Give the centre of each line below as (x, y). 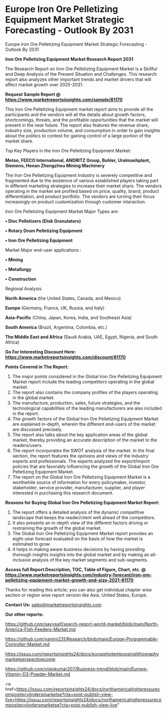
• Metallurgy (18, 269)
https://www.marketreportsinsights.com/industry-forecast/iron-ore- (79, 574)
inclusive (21, 560)
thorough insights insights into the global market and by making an (81, 555)
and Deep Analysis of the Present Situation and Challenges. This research (81, 74)
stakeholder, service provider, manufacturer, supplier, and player (79, 487)
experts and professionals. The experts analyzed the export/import (81, 461)
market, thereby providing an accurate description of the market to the (85, 440)
